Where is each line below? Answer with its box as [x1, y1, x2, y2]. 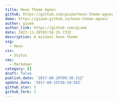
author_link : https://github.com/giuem [5, 25, 87, 30]
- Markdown [9, 62, 32, 67]
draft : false [5, 71, 32, 76]
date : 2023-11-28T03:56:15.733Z [5, 30, 71, 35]
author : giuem [5, 21, 34, 26]
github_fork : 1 [5, 89, 36, 94]
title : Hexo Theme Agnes [5, 7, 56, 12]
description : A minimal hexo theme [5, 35, 78, 40]
